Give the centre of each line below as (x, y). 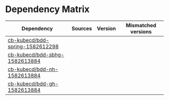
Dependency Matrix (47, 9)
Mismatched (141, 25)
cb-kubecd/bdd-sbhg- (36, 55)
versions (141, 31)
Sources (82, 28)
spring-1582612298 (33, 46)
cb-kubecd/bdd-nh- (33, 69)
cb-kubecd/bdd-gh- (33, 83)
